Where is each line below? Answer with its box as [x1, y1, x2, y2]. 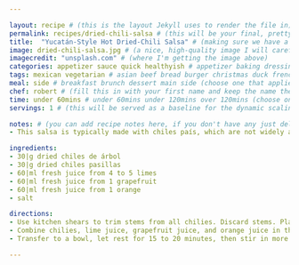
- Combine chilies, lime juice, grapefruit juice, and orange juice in [9, 226, 280, 236]
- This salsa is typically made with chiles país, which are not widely [9, 128, 285, 137]
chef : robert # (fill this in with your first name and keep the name [9, 86, 277, 96]
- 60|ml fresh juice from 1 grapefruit [9, 177, 158, 186]
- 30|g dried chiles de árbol [9, 152, 122, 161]
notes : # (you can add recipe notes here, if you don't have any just [9, 119, 277, 129]
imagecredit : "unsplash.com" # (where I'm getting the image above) [9, 54, 269, 63]
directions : [9, 210, 53, 219]
